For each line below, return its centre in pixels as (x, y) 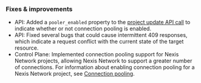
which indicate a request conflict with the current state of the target (99, 42)
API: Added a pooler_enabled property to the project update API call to (102, 22)
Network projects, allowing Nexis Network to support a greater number (103, 61)
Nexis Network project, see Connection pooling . (74, 74)
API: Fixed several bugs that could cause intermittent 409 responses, (101, 35)
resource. (26, 48)
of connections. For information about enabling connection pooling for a (104, 67)
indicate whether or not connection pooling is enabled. (83, 28)
